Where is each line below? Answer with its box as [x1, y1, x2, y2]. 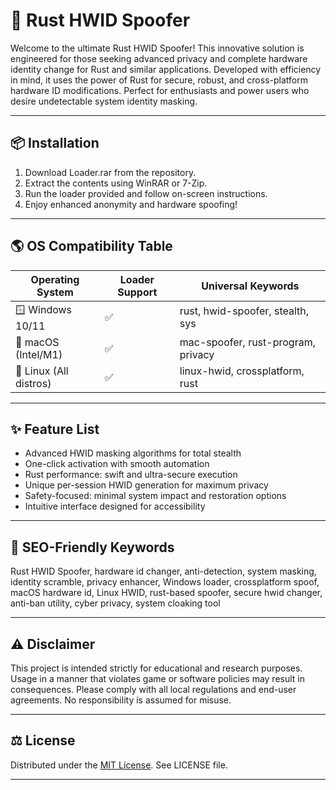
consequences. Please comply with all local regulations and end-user [10, 684, 297, 695]
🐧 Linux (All [15, 364, 69, 378]
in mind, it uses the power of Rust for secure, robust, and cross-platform [10, 74, 308, 86]
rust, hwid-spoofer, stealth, [179, 304, 310, 318]
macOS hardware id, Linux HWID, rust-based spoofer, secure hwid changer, [10, 587, 323, 599]
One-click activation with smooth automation [24, 458, 210, 470]
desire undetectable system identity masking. [10, 95, 198, 107]
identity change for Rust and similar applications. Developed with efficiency [10, 63, 322, 75]
